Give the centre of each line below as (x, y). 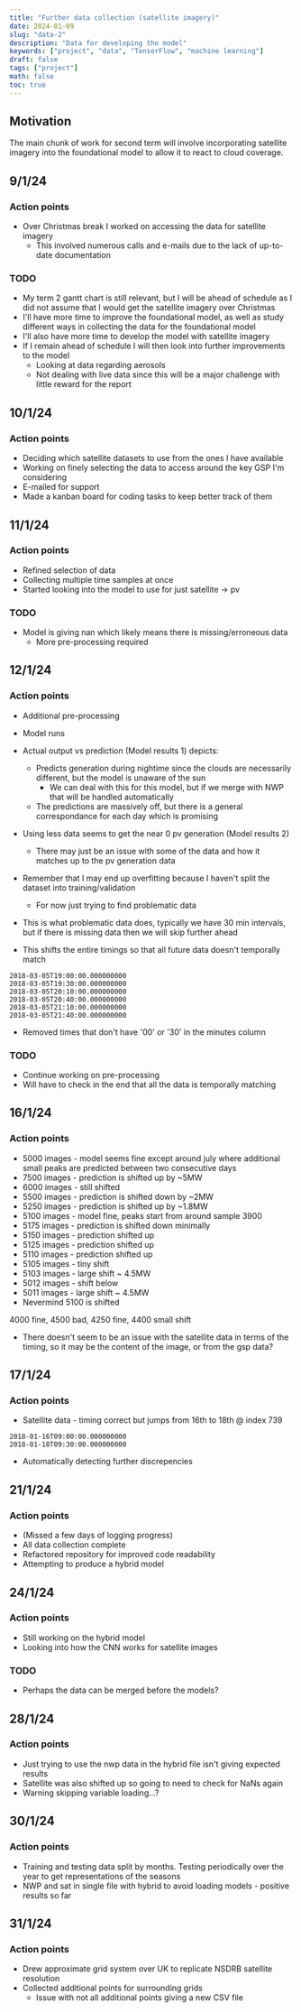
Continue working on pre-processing (91, 1075)
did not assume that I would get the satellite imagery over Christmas (149, 308)
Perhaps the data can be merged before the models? (120, 1690)
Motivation (41, 121)
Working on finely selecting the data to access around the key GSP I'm (153, 468)
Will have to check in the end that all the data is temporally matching (149, 1084)
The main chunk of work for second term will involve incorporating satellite (148, 143)
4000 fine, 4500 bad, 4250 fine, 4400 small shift (100, 1319)
